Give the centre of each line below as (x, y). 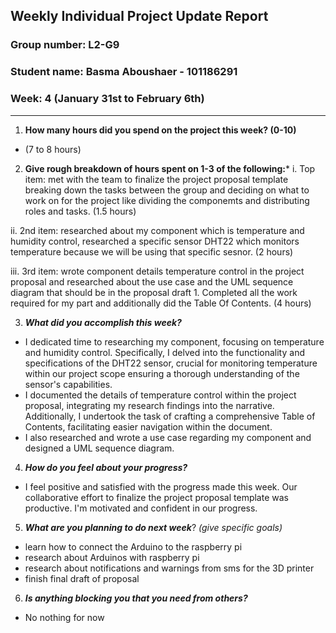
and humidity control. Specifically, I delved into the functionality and (164, 352)
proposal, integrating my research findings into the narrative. (149, 405)
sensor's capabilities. (68, 384)
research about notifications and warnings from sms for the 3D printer (169, 568)
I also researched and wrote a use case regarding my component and (168, 437)
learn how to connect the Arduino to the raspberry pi (133, 546)
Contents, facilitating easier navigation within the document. (148, 426)
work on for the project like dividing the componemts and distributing (167, 200)
